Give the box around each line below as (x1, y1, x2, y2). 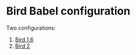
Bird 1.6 (14, 36, 34, 43)
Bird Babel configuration (6, 4, 131, 18)
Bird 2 (14, 42, 30, 50)
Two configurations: (6, 24, 56, 31)
